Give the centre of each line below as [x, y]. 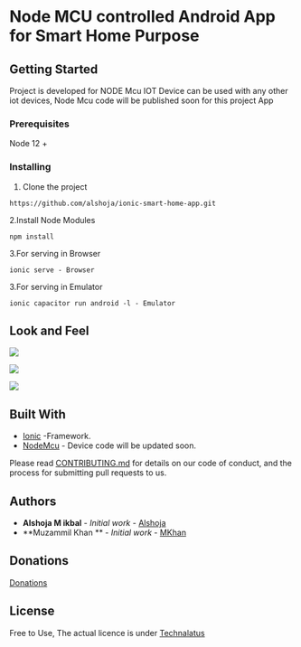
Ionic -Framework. [56, 436]
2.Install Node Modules [52, 220]
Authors [33, 501]
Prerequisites [39, 124]
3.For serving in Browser [55, 253]
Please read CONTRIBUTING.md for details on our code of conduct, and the [150, 464]
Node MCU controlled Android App [142, 17]
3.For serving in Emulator [56, 286]
